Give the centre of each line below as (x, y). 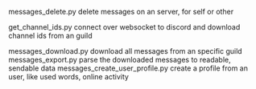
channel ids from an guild (50, 36)
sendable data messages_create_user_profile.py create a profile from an (128, 68)
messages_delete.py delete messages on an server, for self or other (121, 12)
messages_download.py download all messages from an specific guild (126, 51)
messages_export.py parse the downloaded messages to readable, (120, 60)
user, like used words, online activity (68, 77)
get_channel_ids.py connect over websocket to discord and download (124, 27)
